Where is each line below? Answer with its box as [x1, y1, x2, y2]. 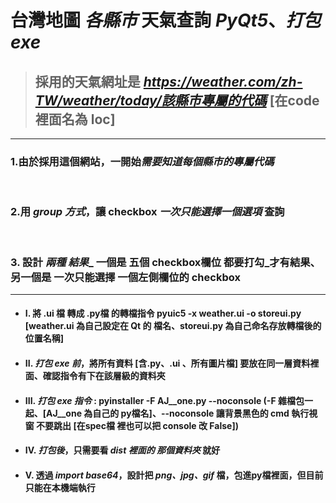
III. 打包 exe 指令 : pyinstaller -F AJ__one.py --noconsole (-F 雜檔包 [24, 394, 305, 406]
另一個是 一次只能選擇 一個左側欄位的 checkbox [10, 270, 241, 284]
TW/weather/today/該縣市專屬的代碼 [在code [34, 92, 320, 109]
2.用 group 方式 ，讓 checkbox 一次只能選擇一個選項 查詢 [10, 205, 285, 219]
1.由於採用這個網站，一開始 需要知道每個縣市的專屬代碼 [10, 154, 275, 168]
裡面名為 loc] [34, 111, 116, 128]
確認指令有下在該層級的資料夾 [42, 370, 166, 382]
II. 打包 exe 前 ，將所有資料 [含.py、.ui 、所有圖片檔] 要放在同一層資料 [24, 357, 311, 370]
